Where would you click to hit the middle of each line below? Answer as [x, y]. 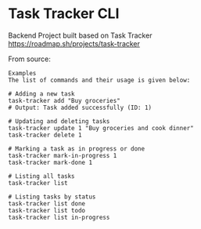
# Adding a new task [42, 94]
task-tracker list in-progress [59, 217]
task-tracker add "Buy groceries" [65, 100]
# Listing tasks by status [52, 197]
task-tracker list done [47, 204]
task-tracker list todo [47, 210]
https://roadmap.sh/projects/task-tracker [74, 43]
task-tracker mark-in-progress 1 [63, 155]
